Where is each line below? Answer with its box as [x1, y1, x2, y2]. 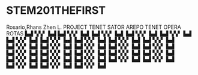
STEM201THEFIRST [6, 4, 106, 17]
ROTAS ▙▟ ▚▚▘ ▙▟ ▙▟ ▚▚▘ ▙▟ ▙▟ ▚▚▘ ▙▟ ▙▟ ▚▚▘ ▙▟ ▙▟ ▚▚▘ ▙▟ [6, 29, 192, 37]
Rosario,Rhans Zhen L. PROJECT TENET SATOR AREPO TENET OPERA [6, 23, 181, 31]
